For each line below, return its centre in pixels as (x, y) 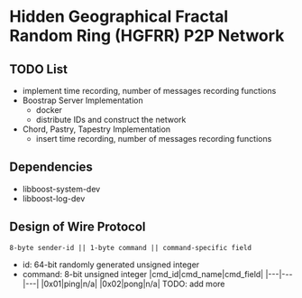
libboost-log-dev (54, 198)
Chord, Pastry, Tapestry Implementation (96, 129)
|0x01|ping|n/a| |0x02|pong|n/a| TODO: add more (133, 284)
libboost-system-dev (61, 189)
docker (49, 110)
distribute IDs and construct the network (111, 120)
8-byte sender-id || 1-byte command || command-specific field (131, 247)
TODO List (38, 69)
